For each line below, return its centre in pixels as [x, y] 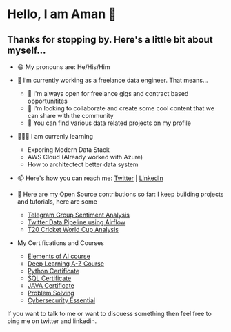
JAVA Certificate [51, 285]
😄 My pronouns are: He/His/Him [63, 67]
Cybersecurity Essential [61, 300]
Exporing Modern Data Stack [69, 150]
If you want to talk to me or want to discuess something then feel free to [109, 314]
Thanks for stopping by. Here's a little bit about [110, 40]
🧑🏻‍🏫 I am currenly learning [55, 136]
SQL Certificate [49, 278]
